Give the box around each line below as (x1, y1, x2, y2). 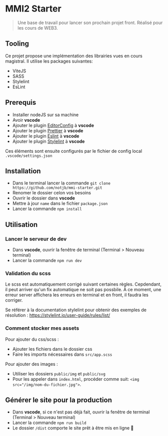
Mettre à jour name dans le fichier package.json (12, 200, 108, 206)
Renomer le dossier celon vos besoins (12, 190, 91, 196)
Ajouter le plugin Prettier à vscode (12, 127, 83, 133)
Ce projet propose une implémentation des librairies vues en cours (5, 53, 142, 59)
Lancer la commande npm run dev (12, 258, 82, 264)
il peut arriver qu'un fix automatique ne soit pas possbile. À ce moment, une (5, 287, 161, 293)
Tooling (5, 40, 29, 48)
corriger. (5, 297, 23, 303)
